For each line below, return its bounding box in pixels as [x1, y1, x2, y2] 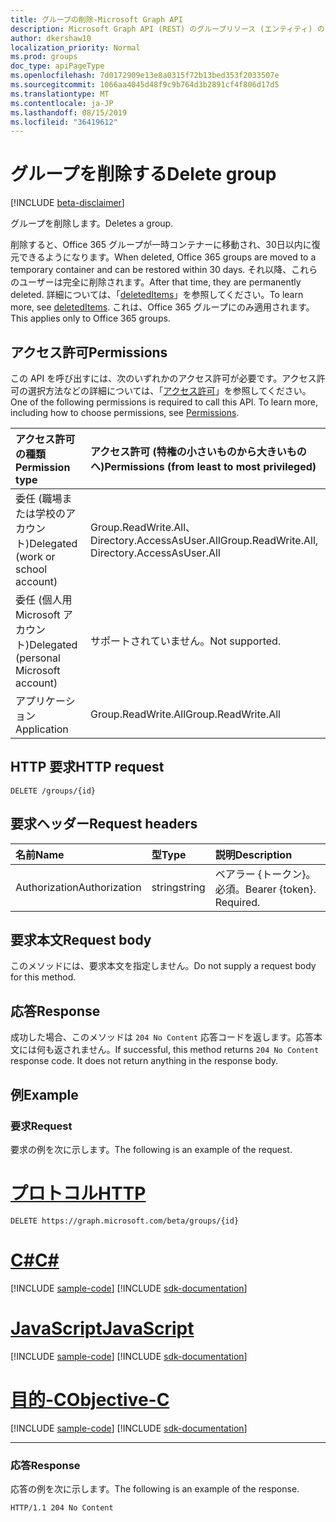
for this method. [10, 971, 77, 983]
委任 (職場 [15, 492, 63, 505]
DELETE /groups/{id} [10, 786, 97, 796]
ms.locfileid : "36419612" [10, 117, 118, 127]
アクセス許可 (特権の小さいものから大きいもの [90, 445, 307, 458]
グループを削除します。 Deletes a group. [10, 217, 174, 230]
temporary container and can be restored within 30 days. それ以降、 [10, 264, 292, 276]
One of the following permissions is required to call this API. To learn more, [10, 396, 319, 408]
